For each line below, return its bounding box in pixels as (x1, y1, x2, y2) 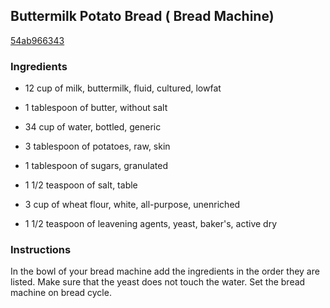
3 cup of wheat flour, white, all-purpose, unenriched (24, 199, 241, 211)
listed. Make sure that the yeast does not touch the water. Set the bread (10, 276, 306, 288)
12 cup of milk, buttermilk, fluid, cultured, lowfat (24, 82, 222, 94)
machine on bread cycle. (10, 287, 112, 299)
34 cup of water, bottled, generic (24, 121, 162, 133)
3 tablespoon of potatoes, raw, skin (24, 140, 171, 153)
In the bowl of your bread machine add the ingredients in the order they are (10, 265, 320, 278)
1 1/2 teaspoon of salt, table (24, 179, 138, 191)
